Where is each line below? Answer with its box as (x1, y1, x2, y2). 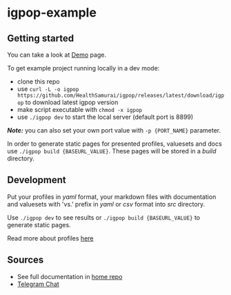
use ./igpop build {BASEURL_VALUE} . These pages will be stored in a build (7, 147, 217, 155)
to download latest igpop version (25, 98, 119, 106)
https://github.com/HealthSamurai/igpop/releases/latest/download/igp (17, 92, 225, 99)
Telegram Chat (17, 280, 60, 288)
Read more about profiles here (7, 234, 94, 242)
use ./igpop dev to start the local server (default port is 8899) (17, 113, 194, 121)
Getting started (7, 32, 74, 44)
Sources (7, 254, 44, 266)
